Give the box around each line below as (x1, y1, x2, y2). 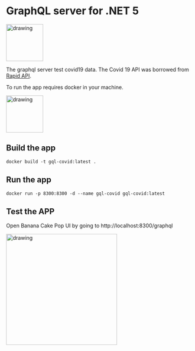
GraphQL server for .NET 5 (6, 4, 139, 18)
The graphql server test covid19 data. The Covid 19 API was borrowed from (6, 66, 189, 73)
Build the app (6, 143, 56, 153)
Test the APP (6, 206, 55, 217)
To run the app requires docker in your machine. (6, 83, 123, 91)
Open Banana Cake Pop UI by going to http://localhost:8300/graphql (6, 222, 173, 229)
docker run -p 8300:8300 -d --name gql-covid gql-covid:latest (6, 191, 165, 197)
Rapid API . (6, 72, 31, 79)
